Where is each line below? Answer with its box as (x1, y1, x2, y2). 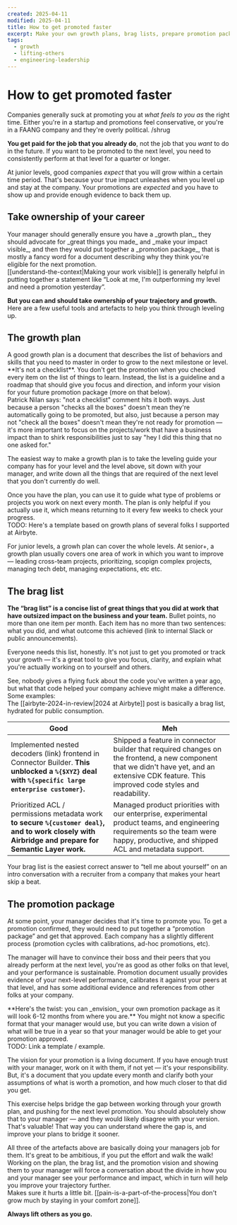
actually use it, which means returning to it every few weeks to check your (7, 506, 224, 514)
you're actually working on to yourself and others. (7, 663, 152, 671)
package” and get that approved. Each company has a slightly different (7, 932, 214, 940)
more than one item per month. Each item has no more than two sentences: (7, 619, 226, 627)
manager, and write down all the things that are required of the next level (7, 469, 219, 478)
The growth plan (7, 331, 81, 343)
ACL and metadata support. (113, 844, 205, 854)
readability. (113, 789, 150, 799)
